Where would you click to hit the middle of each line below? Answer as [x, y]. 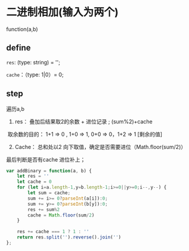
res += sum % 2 [44, 209]
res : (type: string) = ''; [33, 62]
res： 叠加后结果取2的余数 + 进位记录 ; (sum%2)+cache [84, 121]
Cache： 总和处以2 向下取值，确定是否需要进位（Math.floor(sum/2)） [100, 147]
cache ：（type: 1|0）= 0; [35, 75]
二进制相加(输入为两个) [63, 12]
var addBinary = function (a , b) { [49, 171]
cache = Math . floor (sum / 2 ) [61, 215]
